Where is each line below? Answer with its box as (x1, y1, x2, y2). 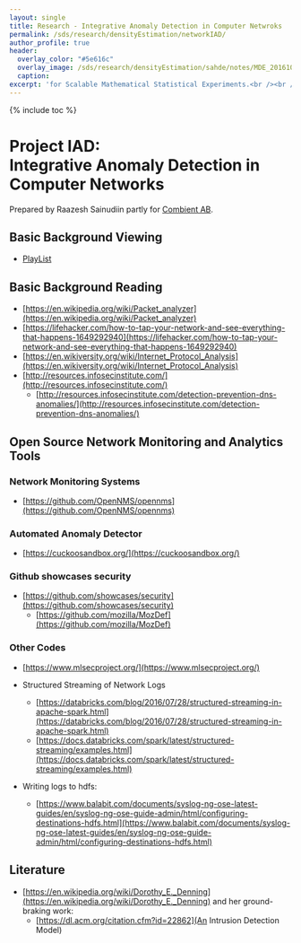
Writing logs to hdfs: (21, 781, 98, 791)
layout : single (9, 13, 66, 22)
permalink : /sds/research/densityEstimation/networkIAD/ (9, 30, 227, 39)
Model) (35, 924, 63, 935)
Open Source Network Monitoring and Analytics (9, 434, 284, 450)
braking (21, 905, 51, 916)
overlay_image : (17, 64, 74, 73)
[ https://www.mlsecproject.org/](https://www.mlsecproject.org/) (21, 661, 260, 673)
